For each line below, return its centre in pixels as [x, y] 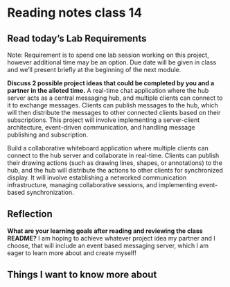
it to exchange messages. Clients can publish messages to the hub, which [113, 105]
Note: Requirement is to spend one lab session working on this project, [108, 55]
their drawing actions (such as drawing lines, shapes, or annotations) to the [115, 163]
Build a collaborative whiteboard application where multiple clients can [108, 148]
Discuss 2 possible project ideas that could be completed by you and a [111, 83]
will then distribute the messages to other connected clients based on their [114, 113]
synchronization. [50, 192]
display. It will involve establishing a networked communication [97, 177]
